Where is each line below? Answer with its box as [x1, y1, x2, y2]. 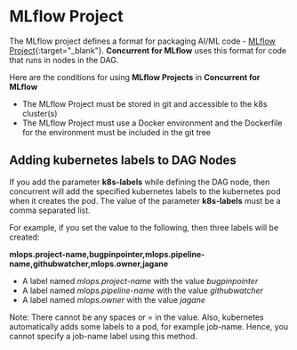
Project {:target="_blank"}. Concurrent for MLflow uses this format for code [9, 45, 287, 55]
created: [9, 232, 40, 242]
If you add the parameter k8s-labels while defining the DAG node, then [9, 176, 270, 187]
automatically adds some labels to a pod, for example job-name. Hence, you [9, 321, 289, 331]
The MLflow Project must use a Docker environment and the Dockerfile [21, 118, 283, 128]
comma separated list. [9, 205, 91, 216]
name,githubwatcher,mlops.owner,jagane [9, 258, 169, 269]
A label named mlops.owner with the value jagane [21, 294, 206, 305]
